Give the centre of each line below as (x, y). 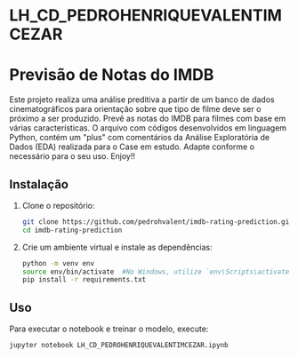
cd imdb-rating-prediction (72, 230)
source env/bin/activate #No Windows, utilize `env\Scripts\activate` (157, 272)
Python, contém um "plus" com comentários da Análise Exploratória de (139, 138)
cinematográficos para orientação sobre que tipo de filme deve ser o (135, 109)
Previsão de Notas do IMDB (112, 75)
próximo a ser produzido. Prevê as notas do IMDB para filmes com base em (148, 119)
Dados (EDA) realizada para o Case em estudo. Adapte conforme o (132, 147)
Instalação (39, 184)
